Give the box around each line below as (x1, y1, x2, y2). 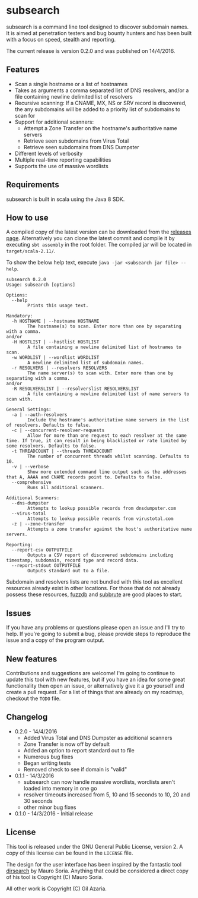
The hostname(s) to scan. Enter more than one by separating (27, 323, 182, 330)
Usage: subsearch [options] (6, 282, 76, 288)
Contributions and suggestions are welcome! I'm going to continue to (6, 670, 175, 676)
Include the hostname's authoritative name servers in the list (27, 417, 190, 423)
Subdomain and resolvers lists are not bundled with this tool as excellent (6, 578, 183, 585)
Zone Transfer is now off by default (23, 741, 110, 748)
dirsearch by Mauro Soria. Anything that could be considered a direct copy (6, 867, 189, 874)
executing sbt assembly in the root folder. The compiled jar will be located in (6, 241, 192, 248)
